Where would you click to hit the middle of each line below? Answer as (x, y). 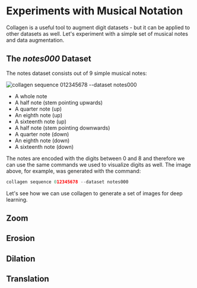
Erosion (21, 238)
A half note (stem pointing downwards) (62, 128)
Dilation (21, 259)
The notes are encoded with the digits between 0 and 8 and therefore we (96, 158)
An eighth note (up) (38, 115)
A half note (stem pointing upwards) (58, 102)
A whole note (31, 96)
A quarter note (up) (38, 109)
